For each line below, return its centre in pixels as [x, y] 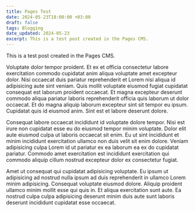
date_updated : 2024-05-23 [38, 34]
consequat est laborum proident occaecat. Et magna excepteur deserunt [94, 92]
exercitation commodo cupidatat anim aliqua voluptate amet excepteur [92, 73]
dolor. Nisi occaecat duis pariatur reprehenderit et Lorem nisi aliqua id [91, 79]
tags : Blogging [25, 28]
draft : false [22, 22]
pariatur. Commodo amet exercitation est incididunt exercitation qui [88, 153]
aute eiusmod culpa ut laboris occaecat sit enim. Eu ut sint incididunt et [93, 135]
